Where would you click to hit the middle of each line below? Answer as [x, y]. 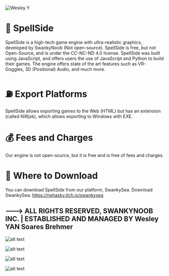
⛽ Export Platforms [46, 94]
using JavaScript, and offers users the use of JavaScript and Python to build [84, 58]
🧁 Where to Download [52, 176]
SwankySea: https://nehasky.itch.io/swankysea [54, 195]
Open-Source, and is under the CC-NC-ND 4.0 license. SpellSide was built [83, 53]
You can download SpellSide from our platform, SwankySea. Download [79, 189]
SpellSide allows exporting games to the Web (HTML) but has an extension [83, 111]
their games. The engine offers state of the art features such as [71, 64]
